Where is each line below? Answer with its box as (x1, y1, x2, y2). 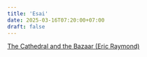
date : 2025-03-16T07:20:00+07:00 (7, 17, 105, 24)
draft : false (7, 23, 45, 30)
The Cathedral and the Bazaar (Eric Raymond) (7, 42, 140, 51)
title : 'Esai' (7, 10, 49, 17)
